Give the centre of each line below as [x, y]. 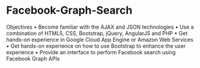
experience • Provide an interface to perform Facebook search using [91, 52]
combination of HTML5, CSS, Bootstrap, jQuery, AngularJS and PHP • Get [97, 33]
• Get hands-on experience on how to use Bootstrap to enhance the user [96, 46]
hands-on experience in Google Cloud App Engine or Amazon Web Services [100, 39]
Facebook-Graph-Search [69, 10]
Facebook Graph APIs [33, 58]
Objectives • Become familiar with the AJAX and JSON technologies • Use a [100, 27]
